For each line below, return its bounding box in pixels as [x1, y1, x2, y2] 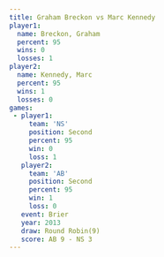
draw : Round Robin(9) [20, 226, 101, 235]
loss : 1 [28, 152, 57, 162]
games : [9, 103, 34, 112]
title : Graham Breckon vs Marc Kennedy [9, 12, 156, 22]
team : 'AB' [28, 169, 69, 178]
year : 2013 [20, 218, 62, 227]
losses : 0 [17, 94, 53, 104]
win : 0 [28, 144, 53, 153]
